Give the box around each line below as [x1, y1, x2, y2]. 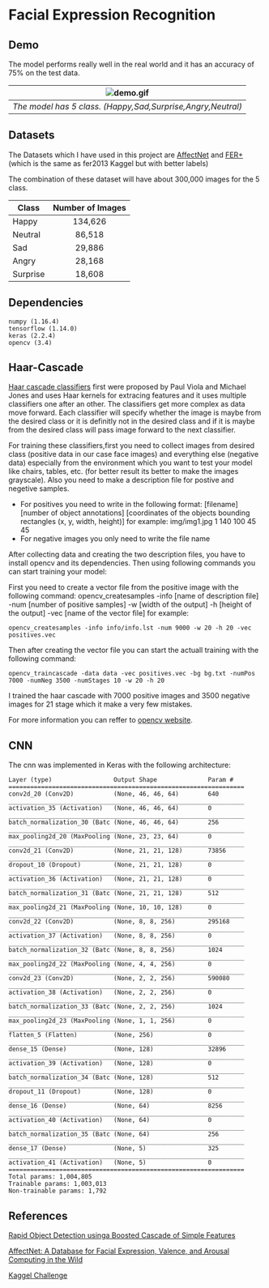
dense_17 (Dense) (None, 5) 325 [8, 1145, 220, 1153]
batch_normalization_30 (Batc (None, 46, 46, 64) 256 [8, 818, 220, 827]
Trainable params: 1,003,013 [8, 1180, 107, 1188]
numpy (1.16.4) [8, 318, 60, 326]
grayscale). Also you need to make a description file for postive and [8, 476, 234, 485]
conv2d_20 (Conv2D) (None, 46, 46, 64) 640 [8, 790, 220, 799]
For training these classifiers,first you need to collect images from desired [8, 441, 255, 450]
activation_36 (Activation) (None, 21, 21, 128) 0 [8, 875, 212, 884]
